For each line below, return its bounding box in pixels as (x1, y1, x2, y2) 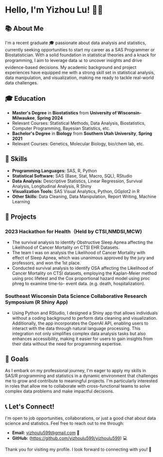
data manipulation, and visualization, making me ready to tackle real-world (5, 75, 154, 81)
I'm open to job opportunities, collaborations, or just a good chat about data (5, 415, 156, 421)
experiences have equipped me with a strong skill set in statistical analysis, (5, 70, 155, 75)
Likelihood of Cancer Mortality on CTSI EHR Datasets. (12, 245, 120, 250)
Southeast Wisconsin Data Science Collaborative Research (5, 293, 147, 300)
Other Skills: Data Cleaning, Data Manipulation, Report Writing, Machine (12, 194, 157, 199)
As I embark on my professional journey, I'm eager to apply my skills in (5, 368, 147, 374)
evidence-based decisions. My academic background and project (5, 65, 137, 70)
